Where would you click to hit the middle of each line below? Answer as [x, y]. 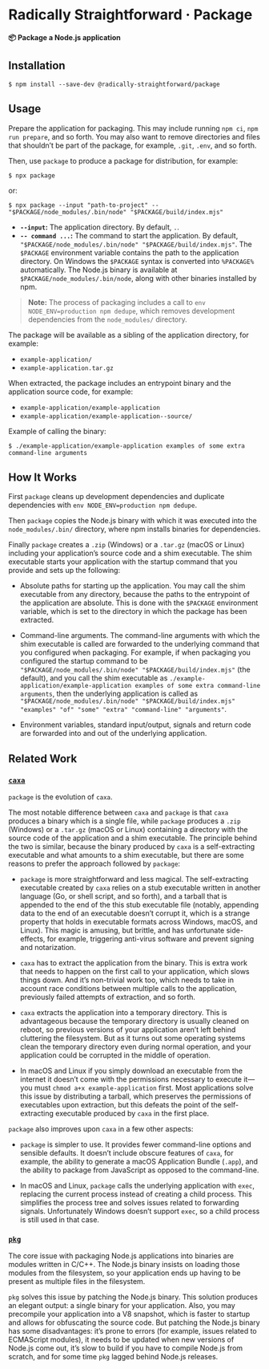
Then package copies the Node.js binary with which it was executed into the [133, 521]
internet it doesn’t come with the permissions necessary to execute [131, 1079]
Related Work [43, 759]
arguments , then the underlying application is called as [109, 694]
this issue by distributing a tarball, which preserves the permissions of [136, 1096]
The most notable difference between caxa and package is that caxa [118, 813]
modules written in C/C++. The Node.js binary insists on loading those [124, 1265]
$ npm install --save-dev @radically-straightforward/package [114, 84]
